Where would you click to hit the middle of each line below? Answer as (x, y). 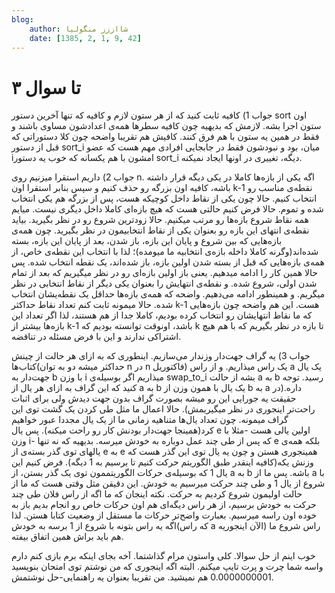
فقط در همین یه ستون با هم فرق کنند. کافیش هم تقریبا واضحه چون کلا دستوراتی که (165, 137)
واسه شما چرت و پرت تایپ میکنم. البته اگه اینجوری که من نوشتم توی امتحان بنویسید (167, 567)
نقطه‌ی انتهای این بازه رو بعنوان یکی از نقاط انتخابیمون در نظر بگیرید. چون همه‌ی (160, 230)
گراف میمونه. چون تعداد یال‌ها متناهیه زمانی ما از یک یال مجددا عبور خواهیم (150, 420)
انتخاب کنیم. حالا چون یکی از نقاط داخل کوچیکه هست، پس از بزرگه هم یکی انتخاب (164, 198)
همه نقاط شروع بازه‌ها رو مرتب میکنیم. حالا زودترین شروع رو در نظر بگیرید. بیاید (160, 220)
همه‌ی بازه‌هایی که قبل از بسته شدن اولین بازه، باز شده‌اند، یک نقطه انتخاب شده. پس (168, 262)
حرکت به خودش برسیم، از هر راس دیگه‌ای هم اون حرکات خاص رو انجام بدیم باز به (164, 505)
